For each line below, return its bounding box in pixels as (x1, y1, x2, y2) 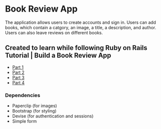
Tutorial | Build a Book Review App (5, 51, 111, 60)
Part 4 (12, 80, 25, 85)
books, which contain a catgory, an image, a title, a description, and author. (5, 24, 156, 30)
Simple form (12, 118, 37, 124)
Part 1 (12, 64, 24, 70)
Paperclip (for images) (12, 103, 57, 109)
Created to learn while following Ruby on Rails (5, 44, 148, 52)
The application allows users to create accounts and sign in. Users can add (5, 19, 156, 25)
